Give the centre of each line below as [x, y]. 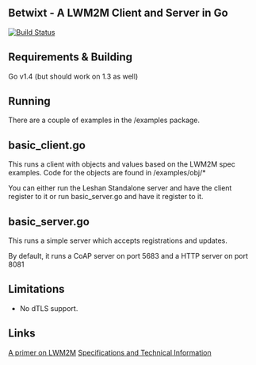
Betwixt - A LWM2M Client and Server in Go [118, 13]
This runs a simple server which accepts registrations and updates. [118, 240]
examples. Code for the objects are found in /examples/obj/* [107, 173]
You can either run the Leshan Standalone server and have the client [120, 188]
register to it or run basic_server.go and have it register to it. [106, 197]
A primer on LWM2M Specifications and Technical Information [110, 352]
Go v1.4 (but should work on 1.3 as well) [73, 76]
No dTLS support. [49, 308]
